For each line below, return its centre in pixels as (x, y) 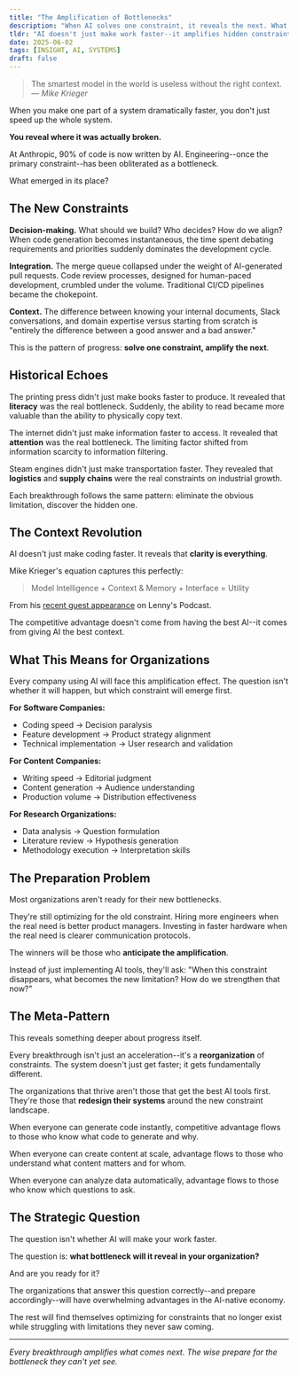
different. (26, 1074)
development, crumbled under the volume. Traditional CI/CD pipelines (137, 285)
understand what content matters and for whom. (98, 1163)
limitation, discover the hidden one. (73, 504)
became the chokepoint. (54, 294)
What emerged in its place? (59, 181)
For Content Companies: (55, 761)
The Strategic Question (74, 1218)
